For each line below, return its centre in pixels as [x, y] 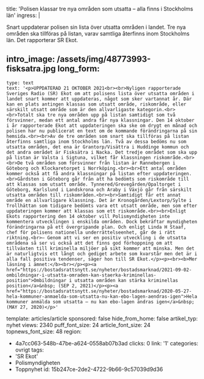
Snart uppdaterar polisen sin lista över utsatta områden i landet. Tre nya [96, 27]
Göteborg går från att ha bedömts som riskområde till [118, 179]
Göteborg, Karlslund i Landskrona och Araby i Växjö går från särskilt [99, 189]
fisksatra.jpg [31, 69]
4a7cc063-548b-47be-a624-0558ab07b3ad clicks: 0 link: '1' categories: [107, 343]
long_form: [79, 69]
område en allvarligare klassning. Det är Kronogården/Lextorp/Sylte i [99, 200]
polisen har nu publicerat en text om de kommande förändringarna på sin [102, 131]
